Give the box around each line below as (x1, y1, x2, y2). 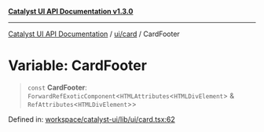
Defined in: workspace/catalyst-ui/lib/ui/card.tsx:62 (8, 114, 175, 124)
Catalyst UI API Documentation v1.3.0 (8, 7, 134, 16)
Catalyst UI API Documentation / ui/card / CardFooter (8, 29, 181, 38)
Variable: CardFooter (8, 57, 148, 75)
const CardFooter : (27, 82, 88, 92)
